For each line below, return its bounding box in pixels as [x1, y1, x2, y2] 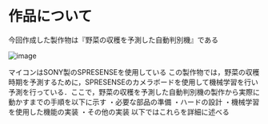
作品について [8, 7, 93, 25]
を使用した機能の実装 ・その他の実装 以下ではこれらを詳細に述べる [8, 107, 230, 116]
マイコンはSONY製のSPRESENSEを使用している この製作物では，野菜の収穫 [8, 67, 260, 76]
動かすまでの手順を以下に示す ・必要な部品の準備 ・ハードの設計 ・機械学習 [8, 97, 260, 107]
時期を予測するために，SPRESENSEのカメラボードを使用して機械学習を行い [8, 77, 258, 87]
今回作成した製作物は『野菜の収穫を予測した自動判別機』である [8, 35, 218, 45]
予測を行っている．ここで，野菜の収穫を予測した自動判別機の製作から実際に [8, 87, 260, 96]
